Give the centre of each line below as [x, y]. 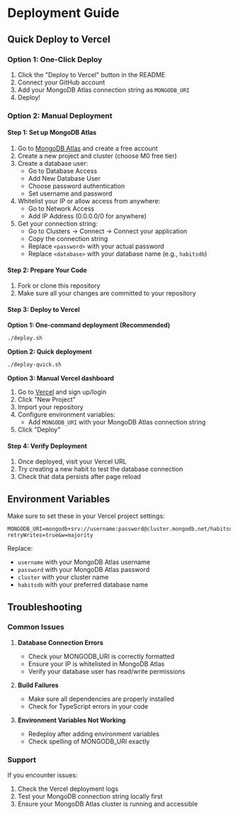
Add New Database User [64, 178]
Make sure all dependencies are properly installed [101, 699]
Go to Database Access [63, 171]
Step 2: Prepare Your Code [47, 270]
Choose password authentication [76, 186]
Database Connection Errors [61, 642]
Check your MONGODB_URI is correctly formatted [101, 656]
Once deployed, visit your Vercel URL [72, 461]
